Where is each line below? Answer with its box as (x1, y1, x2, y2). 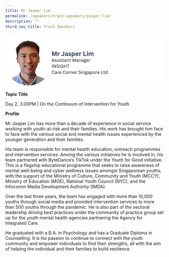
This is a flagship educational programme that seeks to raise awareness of (5, 162, 160, 168)
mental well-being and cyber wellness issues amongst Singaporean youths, (5, 167, 162, 174)
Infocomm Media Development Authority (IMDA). (5, 184, 107, 190)
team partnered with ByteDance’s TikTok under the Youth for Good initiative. (5, 157, 163, 163)
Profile (5, 111, 20, 117)
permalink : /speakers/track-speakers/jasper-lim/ (5, 13, 112, 19)
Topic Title (5, 91, 28, 98)
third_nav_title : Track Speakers (5, 24, 75, 29)
